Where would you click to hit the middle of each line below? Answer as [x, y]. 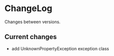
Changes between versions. [33, 22]
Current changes [31, 37]
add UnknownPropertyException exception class [60, 48]
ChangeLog [28, 8]
